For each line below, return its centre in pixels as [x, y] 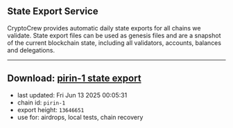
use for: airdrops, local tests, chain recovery [80, 117]
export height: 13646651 [51, 109]
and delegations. [31, 50]
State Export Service [53, 11]
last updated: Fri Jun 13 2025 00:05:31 [72, 95]
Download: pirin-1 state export [74, 79]
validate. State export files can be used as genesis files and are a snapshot [114, 35]
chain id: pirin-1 [41, 102]
